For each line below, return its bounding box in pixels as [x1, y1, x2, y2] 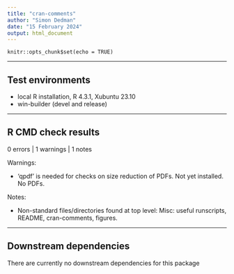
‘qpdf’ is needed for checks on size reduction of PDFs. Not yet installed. [17, 172, 224, 180]
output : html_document [7, 29, 73, 37]
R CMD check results [7, 127, 100, 138]
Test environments [7, 74, 91, 86]
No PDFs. [17, 179, 45, 188]
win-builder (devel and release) [17, 100, 108, 108]
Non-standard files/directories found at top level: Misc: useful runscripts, [17, 206, 227, 214]
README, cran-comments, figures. [17, 213, 118, 222]
